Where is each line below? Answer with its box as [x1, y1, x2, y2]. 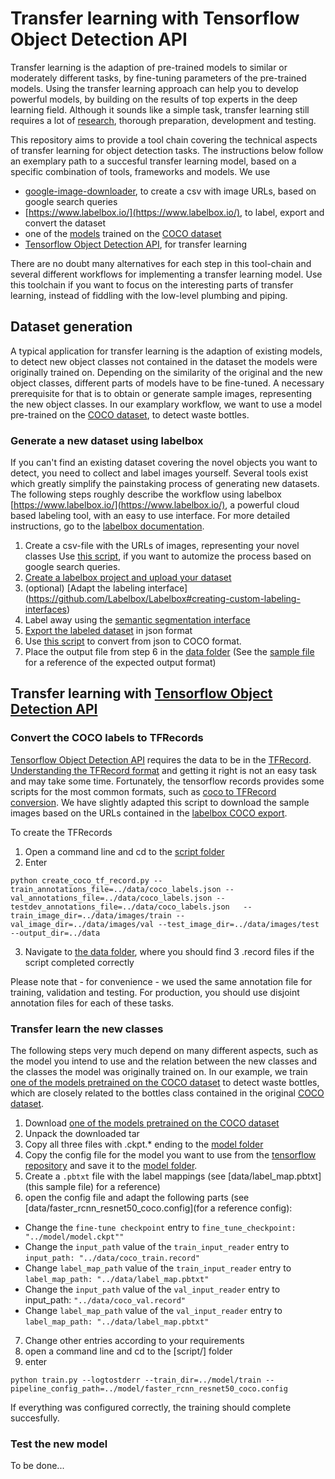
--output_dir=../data [10, 928, 101, 938]
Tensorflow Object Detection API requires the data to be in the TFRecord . [10, 753, 312, 766]
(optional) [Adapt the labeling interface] [24, 582, 188, 594]
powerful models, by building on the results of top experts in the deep [10, 93, 298, 105]
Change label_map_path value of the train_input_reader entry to [24, 1262, 292, 1274]
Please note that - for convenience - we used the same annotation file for [10, 975, 313, 987]
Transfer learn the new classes [10, 1022, 164, 1036]
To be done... [10, 1460, 65, 1472]
